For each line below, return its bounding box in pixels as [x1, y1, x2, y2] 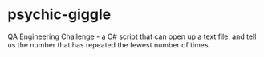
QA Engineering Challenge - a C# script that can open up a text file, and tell [7, 32, 257, 41]
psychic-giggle [7, 6, 112, 24]
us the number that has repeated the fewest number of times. [7, 40, 211, 49]
